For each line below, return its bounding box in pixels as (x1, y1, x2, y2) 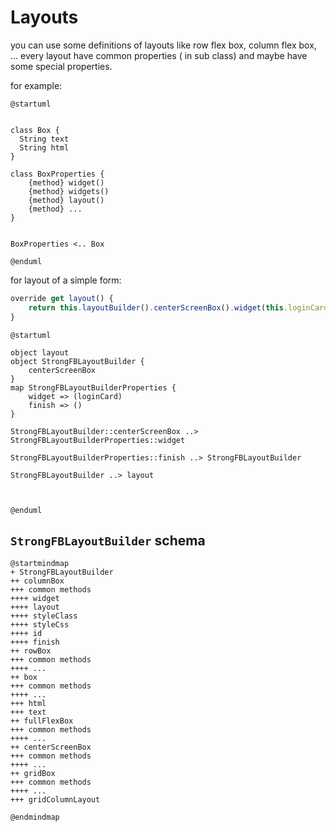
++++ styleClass (10, 611, 78, 621)
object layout (10, 347, 70, 358)
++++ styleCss (10, 620, 70, 630)
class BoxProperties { (10, 169, 105, 179)
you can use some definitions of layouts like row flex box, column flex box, (10, 39, 317, 51)
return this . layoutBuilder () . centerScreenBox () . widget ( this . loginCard (28, 302, 329, 313)
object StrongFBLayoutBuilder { (10, 356, 145, 366)
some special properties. (10, 60, 113, 72)
